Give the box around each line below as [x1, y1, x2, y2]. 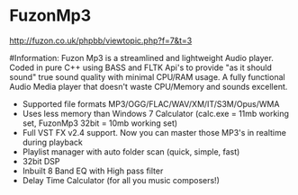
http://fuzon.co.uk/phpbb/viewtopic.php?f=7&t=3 [9, 35, 193, 46]
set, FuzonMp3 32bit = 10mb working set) [22, 118, 178, 129]
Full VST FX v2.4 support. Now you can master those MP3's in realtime [22, 127, 286, 137]
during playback [22, 137, 84, 147]
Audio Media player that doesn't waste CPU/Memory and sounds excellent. [9, 81, 288, 92]
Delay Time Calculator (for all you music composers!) [22, 174, 221, 185]
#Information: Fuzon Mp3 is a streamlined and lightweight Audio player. [9, 52, 275, 63]
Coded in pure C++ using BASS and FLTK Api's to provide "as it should [9, 62, 273, 73]
